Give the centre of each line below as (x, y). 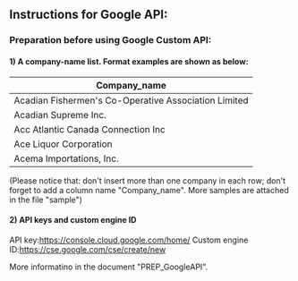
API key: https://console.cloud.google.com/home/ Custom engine (129, 240)
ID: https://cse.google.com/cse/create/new (88, 249)
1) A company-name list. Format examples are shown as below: (129, 61)
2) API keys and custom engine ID (73, 220)
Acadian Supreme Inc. (60, 115)
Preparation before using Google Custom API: (111, 40)
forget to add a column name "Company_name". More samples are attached (149, 190)
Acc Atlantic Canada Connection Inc (89, 129)
